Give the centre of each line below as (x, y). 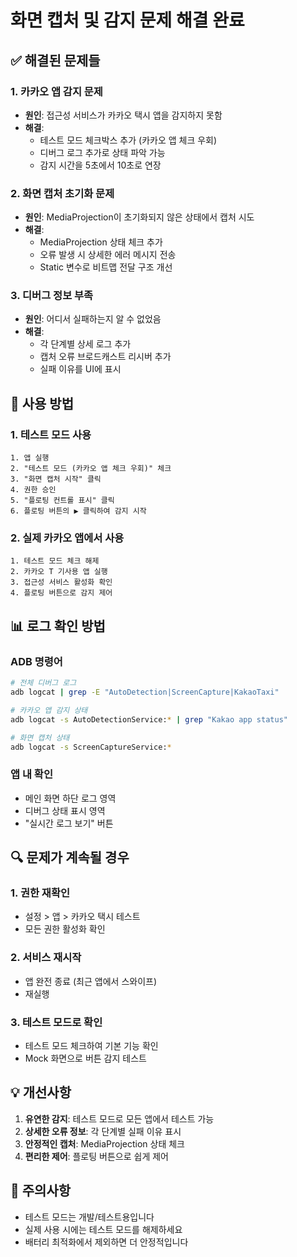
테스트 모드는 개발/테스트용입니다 (89, 1217)
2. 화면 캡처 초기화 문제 (62, 193)
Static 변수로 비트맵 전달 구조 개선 (106, 267)
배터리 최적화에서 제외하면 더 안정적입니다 (106, 1242)
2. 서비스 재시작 (46, 958)
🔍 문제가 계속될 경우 (70, 857)
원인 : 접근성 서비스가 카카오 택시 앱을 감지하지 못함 (123, 115)
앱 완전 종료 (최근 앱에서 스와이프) (91, 981)
